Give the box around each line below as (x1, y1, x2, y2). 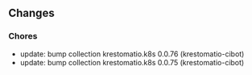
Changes (8, 6, 55, 20)
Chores (8, 31, 38, 42)
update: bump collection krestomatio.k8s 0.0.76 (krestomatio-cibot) (19, 48, 245, 59)
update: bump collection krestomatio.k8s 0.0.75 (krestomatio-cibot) (19, 57, 245, 67)
